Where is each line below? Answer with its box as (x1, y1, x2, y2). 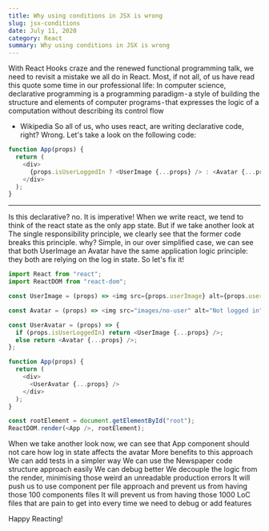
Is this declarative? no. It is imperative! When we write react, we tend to (8, 212, 244, 222)
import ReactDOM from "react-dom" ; (8, 278, 127, 286)
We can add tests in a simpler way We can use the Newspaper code (8, 456, 233, 465)
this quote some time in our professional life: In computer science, (8, 81, 227, 91)
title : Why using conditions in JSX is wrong (8, 11, 163, 20)
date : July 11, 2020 (8, 26, 78, 34)
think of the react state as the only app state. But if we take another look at (8, 221, 255, 231)
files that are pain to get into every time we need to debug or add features (8, 498, 252, 509)
